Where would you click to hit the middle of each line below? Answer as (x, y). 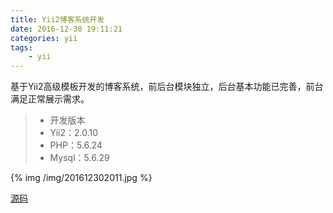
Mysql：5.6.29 (79, 158)
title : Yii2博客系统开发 (57, 19)
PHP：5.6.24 (76, 145)
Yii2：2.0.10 (74, 133)
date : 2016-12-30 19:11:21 (66, 29)
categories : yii (44, 38)
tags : (21, 47)
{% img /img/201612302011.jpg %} (81, 178)
